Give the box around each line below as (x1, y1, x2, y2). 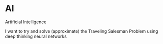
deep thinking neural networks (5, 33, 67, 39)
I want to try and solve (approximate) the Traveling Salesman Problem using (5, 28, 159, 34)
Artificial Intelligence (5, 19, 47, 25)
